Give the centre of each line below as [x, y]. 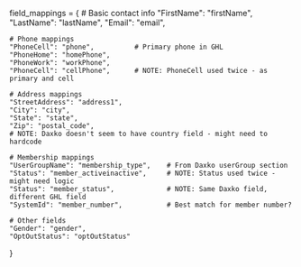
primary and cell [42, 78]
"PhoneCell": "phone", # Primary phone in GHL [116, 47]
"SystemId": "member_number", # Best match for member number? [151, 205]
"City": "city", [40, 110]
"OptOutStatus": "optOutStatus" [70, 236]
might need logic [42, 181]
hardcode [26, 142]
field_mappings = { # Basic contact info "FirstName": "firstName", [131, 13]
